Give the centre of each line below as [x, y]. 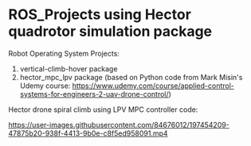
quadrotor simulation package [110, 31]
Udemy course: [45, 86]
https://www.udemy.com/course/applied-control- [153, 86]
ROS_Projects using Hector [100, 15]
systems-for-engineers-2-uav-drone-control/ [94, 94]
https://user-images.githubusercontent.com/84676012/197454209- [119, 125]
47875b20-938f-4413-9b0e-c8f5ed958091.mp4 [88, 133]
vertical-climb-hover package [69, 68]
